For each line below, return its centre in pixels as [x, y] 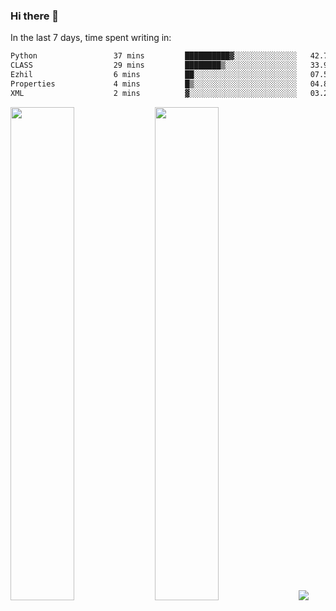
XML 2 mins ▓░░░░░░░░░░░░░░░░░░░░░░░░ [154, 93]
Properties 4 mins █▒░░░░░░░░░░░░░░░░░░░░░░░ [154, 84]
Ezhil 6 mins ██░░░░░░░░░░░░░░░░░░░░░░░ [154, 75]
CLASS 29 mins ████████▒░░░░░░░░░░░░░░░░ [154, 65]
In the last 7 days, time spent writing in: [91, 38]
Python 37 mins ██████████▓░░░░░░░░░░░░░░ [154, 56]
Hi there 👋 [35, 16]
